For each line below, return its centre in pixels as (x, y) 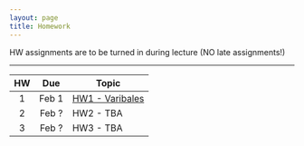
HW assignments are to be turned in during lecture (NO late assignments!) (147, 52)
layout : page (34, 18)
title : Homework (40, 26)
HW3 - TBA (98, 128)
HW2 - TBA (98, 112)
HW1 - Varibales (108, 98)
